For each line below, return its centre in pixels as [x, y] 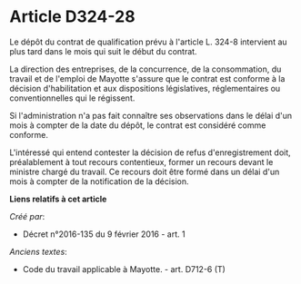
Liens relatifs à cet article [58, 199]
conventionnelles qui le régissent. [72, 98]
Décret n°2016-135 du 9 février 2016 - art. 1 [104, 234]
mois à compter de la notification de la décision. [99, 181]
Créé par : [27, 216]
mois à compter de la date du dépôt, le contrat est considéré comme [138, 125]
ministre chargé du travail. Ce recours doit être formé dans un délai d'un [145, 171]
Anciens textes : [39, 251]
